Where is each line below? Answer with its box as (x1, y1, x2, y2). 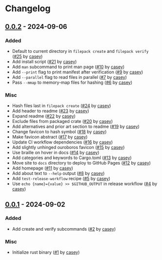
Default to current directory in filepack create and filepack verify (12, 48, 149, 54)
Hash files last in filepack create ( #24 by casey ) (12, 103, 111, 109)
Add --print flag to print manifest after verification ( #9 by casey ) (12, 69, 143, 75)
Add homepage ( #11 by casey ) (12, 165, 73, 171)
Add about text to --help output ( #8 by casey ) (12, 170, 105, 176)
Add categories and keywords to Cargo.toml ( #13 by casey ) (12, 155, 132, 161)
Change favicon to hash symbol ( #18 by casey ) (12, 129, 107, 135)
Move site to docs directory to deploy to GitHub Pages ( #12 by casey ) (12, 160, 151, 166)
